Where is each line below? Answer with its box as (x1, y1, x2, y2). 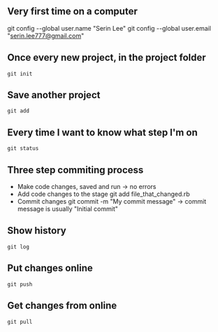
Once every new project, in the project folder (7, 52, 206, 63)
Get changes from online (7, 300, 117, 312)
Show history (7, 225, 66, 236)
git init (7, 70, 33, 77)
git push (7, 280, 33, 288)
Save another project (7, 89, 101, 101)
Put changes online (7, 262, 93, 274)
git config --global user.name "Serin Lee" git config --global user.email (7, 24, 212, 32)
